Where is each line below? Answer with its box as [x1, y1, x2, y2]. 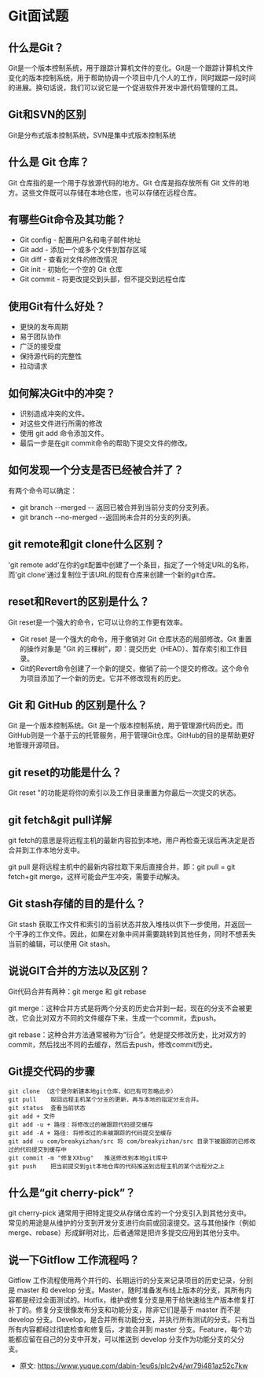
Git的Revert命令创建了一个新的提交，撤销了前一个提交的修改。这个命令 [19, 663, 250, 673]
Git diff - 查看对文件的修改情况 [19, 255, 118, 264]
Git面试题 [8, 7, 69, 25]
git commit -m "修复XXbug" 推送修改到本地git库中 [8, 1154, 168, 1163]
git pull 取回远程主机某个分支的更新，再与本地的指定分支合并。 [8, 1096, 203, 1104]
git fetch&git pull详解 [8, 813, 112, 826]
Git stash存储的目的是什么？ [8, 897, 146, 911]
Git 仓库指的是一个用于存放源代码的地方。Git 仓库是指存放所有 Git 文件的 [8, 178, 243, 187]
